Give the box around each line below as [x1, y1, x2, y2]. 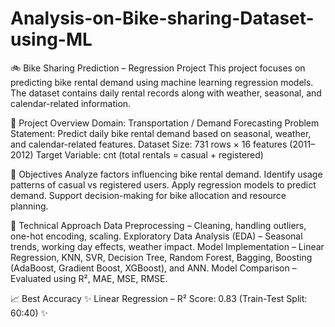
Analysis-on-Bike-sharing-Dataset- [10, 7, 315, 30]
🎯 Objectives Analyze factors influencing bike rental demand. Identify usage [10, 168, 323, 180]
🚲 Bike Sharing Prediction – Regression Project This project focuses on [10, 62, 306, 74]
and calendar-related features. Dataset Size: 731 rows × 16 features [10, 138, 288, 150]
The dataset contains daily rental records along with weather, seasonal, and [10, 87, 322, 99]
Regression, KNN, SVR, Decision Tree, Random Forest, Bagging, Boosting [10, 251, 313, 263]
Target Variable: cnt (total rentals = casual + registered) [35, 148, 264, 161]
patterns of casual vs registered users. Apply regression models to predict [10, 178, 317, 191]
